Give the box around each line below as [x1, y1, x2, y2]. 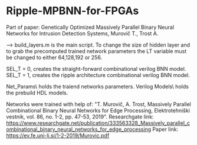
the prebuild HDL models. [6, 89, 68, 96]
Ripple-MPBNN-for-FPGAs [6, 4, 139, 18]
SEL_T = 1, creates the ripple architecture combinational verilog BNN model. [6, 71, 190, 78]
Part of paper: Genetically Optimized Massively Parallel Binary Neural [6, 24, 175, 31]
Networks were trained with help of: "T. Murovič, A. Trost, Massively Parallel [6, 100, 192, 107]
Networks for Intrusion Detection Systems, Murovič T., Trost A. [6, 29, 159, 37]
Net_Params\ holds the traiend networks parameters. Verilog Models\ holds [6, 83, 189, 90]
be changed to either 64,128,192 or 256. [6, 54, 102, 61]
